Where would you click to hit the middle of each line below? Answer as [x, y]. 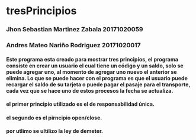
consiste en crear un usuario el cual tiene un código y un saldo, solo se [95, 66]
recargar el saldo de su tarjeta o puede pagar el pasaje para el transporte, [98, 84]
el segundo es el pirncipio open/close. [54, 118]
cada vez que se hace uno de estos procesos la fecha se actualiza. [90, 90]
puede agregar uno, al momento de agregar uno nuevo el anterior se [91, 71]
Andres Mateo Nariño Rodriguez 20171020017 [73, 45]
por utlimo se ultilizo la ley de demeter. [55, 131]
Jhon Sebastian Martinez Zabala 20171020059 [75, 30]
